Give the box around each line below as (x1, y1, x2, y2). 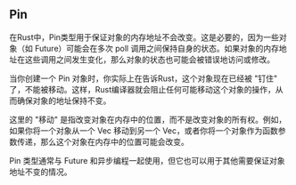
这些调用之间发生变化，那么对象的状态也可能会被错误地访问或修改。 (24, 53, 275, 65)
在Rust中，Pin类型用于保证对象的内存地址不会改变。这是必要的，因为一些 (9, 31, 279, 43)
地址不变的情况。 (9, 166, 72, 177)
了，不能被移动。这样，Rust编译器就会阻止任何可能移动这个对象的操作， (9, 84, 276, 94)
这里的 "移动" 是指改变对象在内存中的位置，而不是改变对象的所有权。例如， (9, 114, 287, 125)
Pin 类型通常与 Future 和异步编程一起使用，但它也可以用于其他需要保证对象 (9, 155, 285, 165)
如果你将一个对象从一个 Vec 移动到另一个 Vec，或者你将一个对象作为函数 (9, 125, 279, 136)
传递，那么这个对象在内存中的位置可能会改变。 (16, 136, 189, 147)
